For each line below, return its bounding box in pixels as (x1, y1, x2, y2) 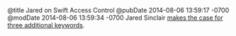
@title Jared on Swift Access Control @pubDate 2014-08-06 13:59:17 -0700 (7, 6, 230, 14)
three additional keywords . (7, 21, 85, 29)
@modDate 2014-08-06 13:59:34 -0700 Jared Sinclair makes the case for (7, 13, 223, 22)
